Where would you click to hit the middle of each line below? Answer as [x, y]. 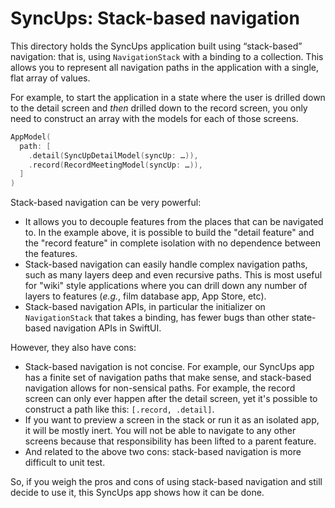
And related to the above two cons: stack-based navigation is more [163, 452]
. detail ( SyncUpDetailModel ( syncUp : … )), [113, 155]
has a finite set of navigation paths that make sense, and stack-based [168, 378]
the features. [51, 254]
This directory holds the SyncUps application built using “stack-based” [156, 46]
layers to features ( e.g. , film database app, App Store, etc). [145, 296]
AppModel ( [31, 137]
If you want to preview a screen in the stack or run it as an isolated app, [172, 420]
